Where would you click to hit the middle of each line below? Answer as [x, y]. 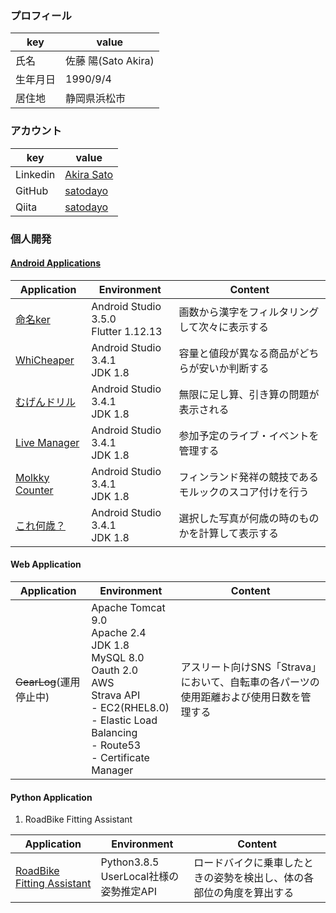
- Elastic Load [124, 720]
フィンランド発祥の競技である [249, 477]
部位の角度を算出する [244, 893]
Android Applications [56, 263]
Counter [34, 490]
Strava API [116, 695]
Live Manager [47, 442]
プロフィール [41, 15]
